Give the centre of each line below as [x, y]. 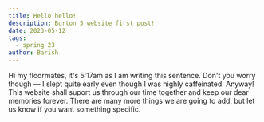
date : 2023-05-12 [37, 30]
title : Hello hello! [43, 16]
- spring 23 [35, 45]
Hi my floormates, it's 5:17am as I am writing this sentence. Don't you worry [132, 75]
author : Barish [33, 53]
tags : [17, 38]
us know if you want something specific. [75, 109]
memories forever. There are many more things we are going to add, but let [132, 101]
